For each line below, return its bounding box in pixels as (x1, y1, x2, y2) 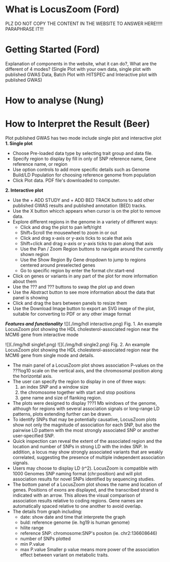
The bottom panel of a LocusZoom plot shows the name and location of (12, 481, 162, 488)
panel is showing (12, 295, 48, 300)
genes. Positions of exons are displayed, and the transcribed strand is (12, 487, 159, 493)
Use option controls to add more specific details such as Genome (12, 167, 150, 172)
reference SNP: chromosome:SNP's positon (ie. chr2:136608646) (20, 530, 157, 536)
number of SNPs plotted (20, 535, 71, 542)
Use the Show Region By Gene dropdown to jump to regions (20, 257, 146, 263)
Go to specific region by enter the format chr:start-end (20, 268, 134, 273)
